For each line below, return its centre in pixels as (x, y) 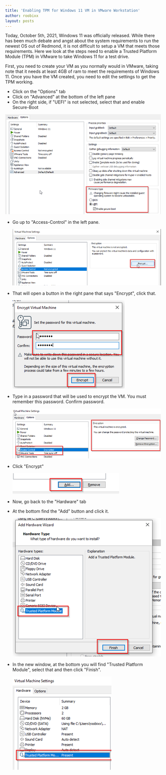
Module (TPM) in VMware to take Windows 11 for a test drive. (67, 56)
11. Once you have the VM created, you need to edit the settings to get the (80, 77)
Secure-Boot (25, 107)
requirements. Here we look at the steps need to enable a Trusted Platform (81, 52)
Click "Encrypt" (28, 466)
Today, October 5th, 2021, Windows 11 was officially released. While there (80, 36)
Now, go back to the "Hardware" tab (49, 502)
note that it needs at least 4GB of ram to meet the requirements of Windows (82, 71)
